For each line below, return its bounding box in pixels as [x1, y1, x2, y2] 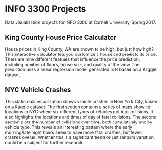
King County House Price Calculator [5, 33, 116, 41]
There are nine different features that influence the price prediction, [5, 56, 140, 62]
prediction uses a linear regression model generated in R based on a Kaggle [5, 67, 157, 72]
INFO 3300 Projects [5, 3, 86, 14]
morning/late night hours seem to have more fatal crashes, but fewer [5, 129, 142, 135]
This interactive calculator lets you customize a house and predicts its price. [5, 51, 157, 57]
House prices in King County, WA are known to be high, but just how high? [5, 46, 154, 52]
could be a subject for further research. [5, 139, 84, 145]
